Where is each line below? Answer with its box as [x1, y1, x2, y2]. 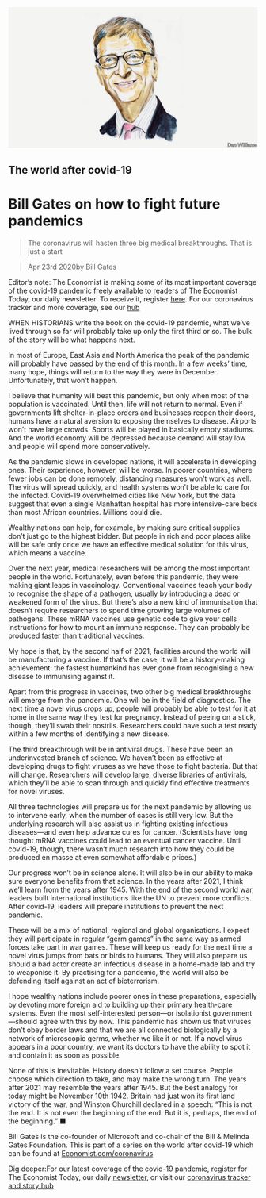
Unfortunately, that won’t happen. [8, 375, 118, 385]
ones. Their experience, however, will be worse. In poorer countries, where [8, 465, 253, 474]
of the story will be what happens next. [8, 335, 136, 344]
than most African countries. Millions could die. [8, 507, 162, 516]
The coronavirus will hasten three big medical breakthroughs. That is [27, 238, 253, 248]
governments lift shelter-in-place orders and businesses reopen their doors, [8, 408, 256, 417]
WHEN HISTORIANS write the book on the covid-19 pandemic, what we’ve [8, 317, 251, 328]
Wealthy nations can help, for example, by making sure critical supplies [8, 523, 241, 532]
